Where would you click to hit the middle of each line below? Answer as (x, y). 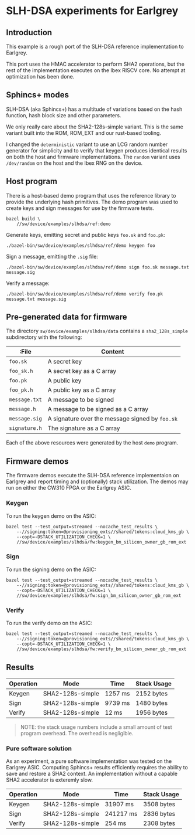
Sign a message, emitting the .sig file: (52, 256)
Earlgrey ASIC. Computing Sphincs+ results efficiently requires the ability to (97, 768)
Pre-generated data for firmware (67, 317)
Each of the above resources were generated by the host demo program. (92, 443)
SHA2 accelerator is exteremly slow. (50, 780)
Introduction (29, 33)
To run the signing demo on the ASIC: (51, 569)
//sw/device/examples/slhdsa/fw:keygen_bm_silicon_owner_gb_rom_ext (102, 542)
